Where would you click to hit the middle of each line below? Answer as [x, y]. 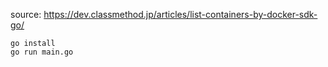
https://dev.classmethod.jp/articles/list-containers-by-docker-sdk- [180, 14]
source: [26, 14]
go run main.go [42, 52]
